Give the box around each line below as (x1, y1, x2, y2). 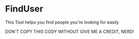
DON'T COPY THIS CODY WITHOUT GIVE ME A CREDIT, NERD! (5, 28, 135, 34)
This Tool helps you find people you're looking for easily (5, 19, 119, 25)
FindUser (5, 3, 43, 14)
